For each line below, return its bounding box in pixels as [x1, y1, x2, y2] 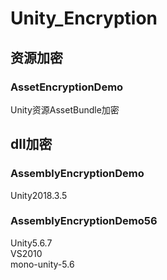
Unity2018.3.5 [10, 189, 68, 201]
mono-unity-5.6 [10, 258, 75, 270]
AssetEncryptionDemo [10, 80, 124, 94]
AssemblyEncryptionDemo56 [10, 214, 158, 228]
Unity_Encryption [10, 7, 158, 30]
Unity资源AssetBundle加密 [10, 103, 120, 116]
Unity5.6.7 [10, 237, 53, 249]
